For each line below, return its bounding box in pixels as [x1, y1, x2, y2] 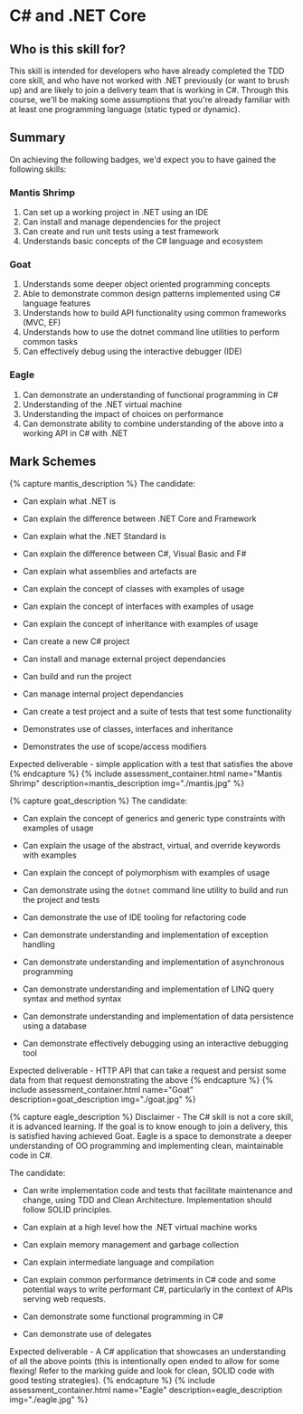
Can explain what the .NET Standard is [22, 530, 166, 541]
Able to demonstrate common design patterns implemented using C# [22, 289, 280, 299]
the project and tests [22, 894, 100, 905]
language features [22, 298, 91, 308]
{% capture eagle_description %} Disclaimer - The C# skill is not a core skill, [9, 1111, 294, 1122]
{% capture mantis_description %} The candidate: [9, 478, 196, 489]
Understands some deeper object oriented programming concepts [22, 279, 270, 289]
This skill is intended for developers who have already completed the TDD [9, 65, 285, 76]
